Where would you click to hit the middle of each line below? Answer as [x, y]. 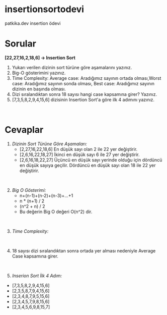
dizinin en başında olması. [39, 89]
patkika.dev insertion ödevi [33, 23]
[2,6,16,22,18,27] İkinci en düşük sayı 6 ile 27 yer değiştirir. [79, 154]
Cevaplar [24, 130]
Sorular [20, 44]
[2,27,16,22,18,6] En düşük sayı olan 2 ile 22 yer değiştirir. [78, 149]
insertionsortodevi [44, 9]
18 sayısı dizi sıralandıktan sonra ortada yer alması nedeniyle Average [84, 250]
